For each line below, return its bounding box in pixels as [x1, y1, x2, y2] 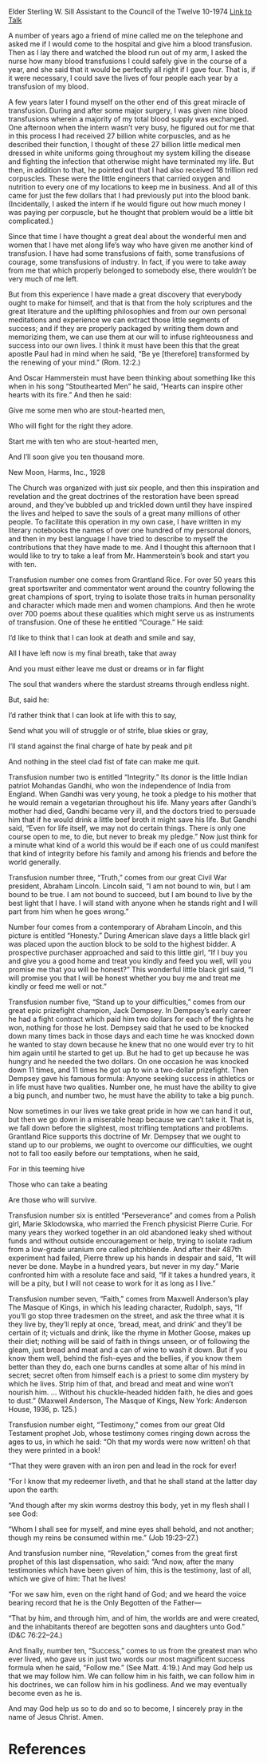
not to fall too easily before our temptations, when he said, [8, 1149, 200, 1158]
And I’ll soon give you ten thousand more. [8, 452, 145, 461]
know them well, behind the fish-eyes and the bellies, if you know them [8, 1354, 242, 1362]
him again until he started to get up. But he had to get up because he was [8, 1048, 249, 1058]
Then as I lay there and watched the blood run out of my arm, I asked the [8, 48, 248, 57]
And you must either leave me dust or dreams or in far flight [8, 664, 205, 673]
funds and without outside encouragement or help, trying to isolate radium [8, 1236, 253, 1246]
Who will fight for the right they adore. [8, 421, 134, 430]
